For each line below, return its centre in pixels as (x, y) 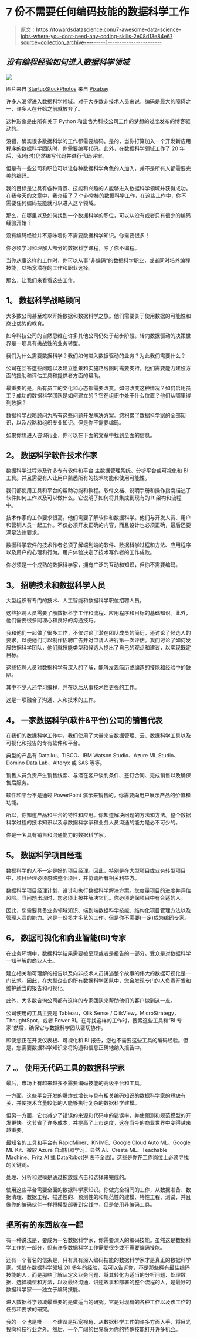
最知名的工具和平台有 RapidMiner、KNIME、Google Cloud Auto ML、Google (98, 1142)
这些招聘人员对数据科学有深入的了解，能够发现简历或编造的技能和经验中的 (96, 668)
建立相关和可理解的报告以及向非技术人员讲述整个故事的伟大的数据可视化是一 (98, 973)
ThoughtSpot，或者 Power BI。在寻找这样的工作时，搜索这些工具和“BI (91, 1020)
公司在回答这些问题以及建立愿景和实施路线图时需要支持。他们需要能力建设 (96, 368)
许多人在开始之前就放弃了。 (50, 108)
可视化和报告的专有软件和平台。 (45, 743)
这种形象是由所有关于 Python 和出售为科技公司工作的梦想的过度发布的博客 (96, 121)
